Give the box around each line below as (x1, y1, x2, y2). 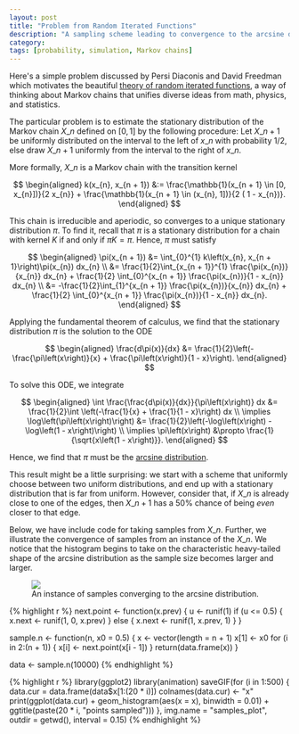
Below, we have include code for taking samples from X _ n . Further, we (9, 524, 267, 535)
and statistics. (9, 99, 61, 110)
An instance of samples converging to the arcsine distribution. (31, 589, 260, 599)
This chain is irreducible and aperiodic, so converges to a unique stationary (9, 216, 286, 227)
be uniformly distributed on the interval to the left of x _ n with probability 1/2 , (9, 136, 287, 146)
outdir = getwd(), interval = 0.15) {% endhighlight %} (9, 714, 202, 725)
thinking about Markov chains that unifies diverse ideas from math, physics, (9, 90, 287, 101)
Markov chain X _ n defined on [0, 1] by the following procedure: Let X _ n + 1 (9, 126, 280, 136)
